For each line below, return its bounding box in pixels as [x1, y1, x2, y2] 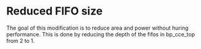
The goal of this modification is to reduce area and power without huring [6, 24, 189, 31]
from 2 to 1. [6, 37, 35, 44]
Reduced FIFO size [6, 4, 103, 18]
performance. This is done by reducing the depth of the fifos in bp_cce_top [6, 30, 196, 38]
